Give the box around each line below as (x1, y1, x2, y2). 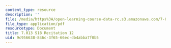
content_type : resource (5, 7, 56, 12)
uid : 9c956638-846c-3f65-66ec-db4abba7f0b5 (5, 35, 99, 40)
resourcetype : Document (5, 26, 56, 31)
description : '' (5, 12, 40, 17)
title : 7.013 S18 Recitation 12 (5, 30, 74, 35)
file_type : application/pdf (5, 21, 65, 26)
